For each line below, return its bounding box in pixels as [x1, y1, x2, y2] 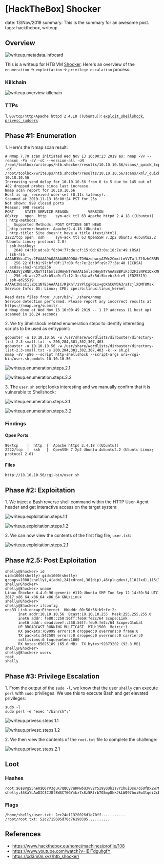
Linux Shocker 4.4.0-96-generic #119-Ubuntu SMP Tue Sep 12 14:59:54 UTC [5, 591, 159, 596]
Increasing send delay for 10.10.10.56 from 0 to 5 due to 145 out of [5, 180, 152, 185]
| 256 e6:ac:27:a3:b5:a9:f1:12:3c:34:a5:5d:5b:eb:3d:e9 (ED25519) [5, 273, 147, 279]
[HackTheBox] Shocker [5, 3, 101, 15]
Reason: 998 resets [5, 205, 45, 210]
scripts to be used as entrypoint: [5, 326, 71, 331]
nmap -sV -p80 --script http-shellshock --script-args [5, 352, 119, 357]
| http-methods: [5, 218, 38, 223]
